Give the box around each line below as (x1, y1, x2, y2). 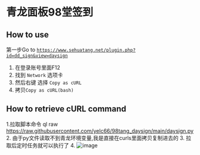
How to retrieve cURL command (6, 104, 127, 114)
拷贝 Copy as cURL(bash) (14, 86, 74, 93)
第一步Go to (6, 46, 36, 53)
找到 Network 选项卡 (14, 72, 63, 78)
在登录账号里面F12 (14, 64, 61, 71)
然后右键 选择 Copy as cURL (14, 79, 82, 86)
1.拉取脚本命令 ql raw (6, 120, 59, 128)
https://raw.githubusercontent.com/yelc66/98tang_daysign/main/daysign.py (6, 127, 194, 134)
